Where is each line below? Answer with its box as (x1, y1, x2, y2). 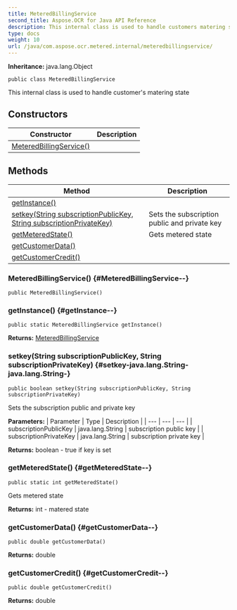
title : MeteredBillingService (8, 10, 97, 18)
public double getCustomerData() (8, 538, 106, 545)
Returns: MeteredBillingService (8, 334, 100, 342)
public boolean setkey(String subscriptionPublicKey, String (8, 384, 191, 392)
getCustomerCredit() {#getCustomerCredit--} (8, 569, 169, 578)
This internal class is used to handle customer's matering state (8, 89, 190, 96)
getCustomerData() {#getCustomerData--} (8, 522, 159, 532)
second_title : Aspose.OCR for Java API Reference (8, 17, 157, 24)
